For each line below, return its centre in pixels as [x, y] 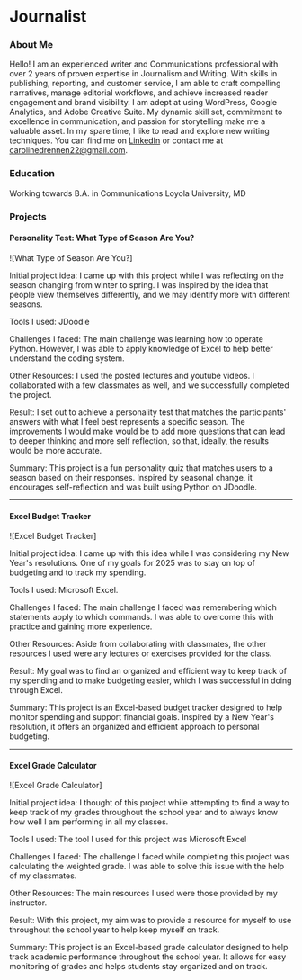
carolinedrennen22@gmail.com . [69, 150]
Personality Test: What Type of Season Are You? [102, 238]
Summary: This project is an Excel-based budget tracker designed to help [146, 707]
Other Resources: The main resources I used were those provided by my [143, 894]
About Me [31, 45]
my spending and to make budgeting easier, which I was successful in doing [151, 680]
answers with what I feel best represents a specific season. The [127, 421]
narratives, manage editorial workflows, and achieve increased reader [138, 93]
